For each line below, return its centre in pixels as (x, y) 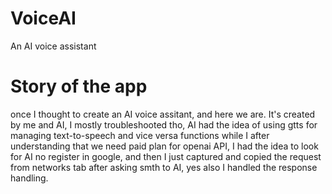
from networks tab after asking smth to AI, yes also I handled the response (164, 167)
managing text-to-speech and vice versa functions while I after (140, 135)
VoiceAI (43, 18)
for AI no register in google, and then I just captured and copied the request (166, 156)
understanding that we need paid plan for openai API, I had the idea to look (164, 146)
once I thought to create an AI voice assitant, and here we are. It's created (163, 114)
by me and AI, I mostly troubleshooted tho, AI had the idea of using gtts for (164, 124)
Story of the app (79, 86)
